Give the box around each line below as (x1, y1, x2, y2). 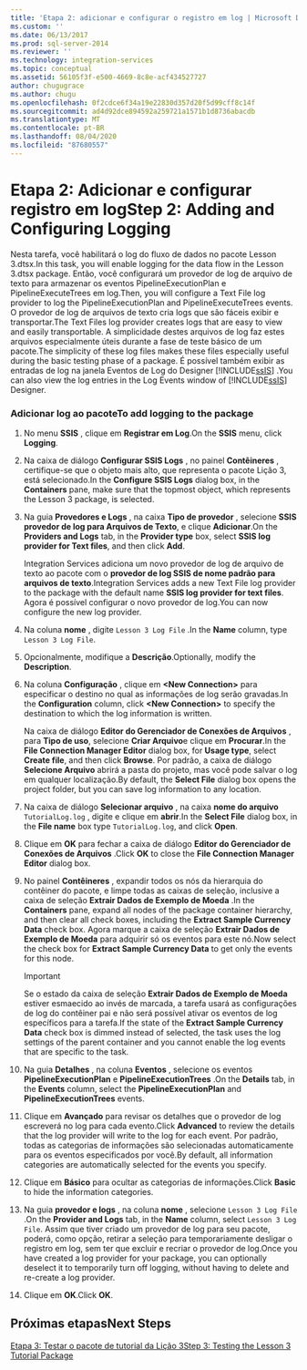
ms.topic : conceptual (10, 65, 93, 74)
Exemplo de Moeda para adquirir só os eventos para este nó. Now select (23, 933, 297, 944)
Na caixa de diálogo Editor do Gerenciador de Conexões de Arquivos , (23, 726, 292, 737)
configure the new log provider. (23, 606, 142, 617)
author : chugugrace (10, 81, 85, 90)
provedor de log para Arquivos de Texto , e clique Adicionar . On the (23, 520, 279, 531)
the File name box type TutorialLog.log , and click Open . (23, 820, 238, 831)
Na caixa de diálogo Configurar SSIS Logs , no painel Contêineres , (23, 455, 280, 466)
